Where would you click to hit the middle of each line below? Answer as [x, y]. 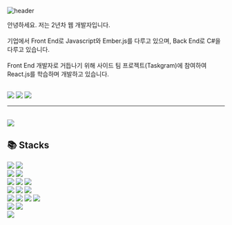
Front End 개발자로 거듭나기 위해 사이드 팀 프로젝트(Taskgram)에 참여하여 [107, 65]
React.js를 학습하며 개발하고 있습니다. [58, 74]
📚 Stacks [28, 145]
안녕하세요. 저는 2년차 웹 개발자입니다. [59, 25]
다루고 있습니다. [29, 49]
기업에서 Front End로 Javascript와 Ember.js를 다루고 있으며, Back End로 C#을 [114, 41]
